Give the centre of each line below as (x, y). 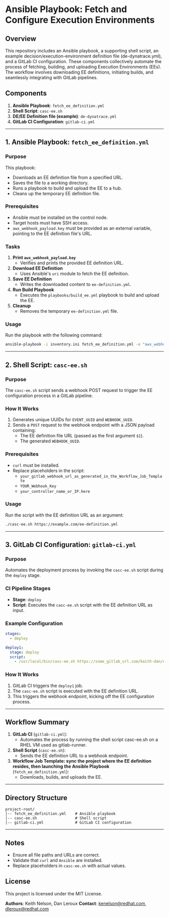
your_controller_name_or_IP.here (55, 491)
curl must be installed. (36, 465)
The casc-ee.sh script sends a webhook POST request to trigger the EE (79, 390)
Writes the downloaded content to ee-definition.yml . (76, 284)
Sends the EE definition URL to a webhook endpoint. (74, 756)
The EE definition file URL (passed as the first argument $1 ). (82, 436)
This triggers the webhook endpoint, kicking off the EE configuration (83, 696)
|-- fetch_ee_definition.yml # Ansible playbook (60, 814)
